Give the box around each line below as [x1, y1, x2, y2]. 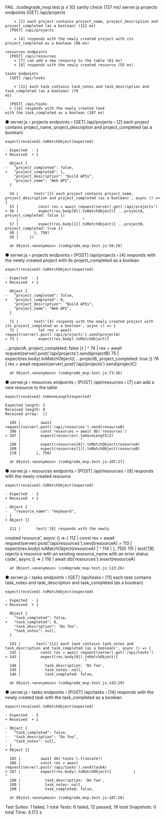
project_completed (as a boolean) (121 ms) [5, 23, 96, 28]
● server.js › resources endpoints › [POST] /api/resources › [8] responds [5, 468, 154, 474]
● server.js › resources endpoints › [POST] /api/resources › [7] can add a [5, 379, 155, 385]
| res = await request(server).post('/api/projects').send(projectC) [5, 361, 137, 367]
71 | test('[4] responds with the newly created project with [9, 319, 154, 324]
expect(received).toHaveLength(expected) [5, 394, 92, 399]
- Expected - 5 [5, 713, 39, 718]
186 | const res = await [9, 760, 79, 765]
